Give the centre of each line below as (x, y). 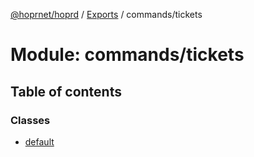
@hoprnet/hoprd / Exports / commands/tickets (106, 14)
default (39, 141)
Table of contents (66, 91)
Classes (30, 120)
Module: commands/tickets (127, 55)
